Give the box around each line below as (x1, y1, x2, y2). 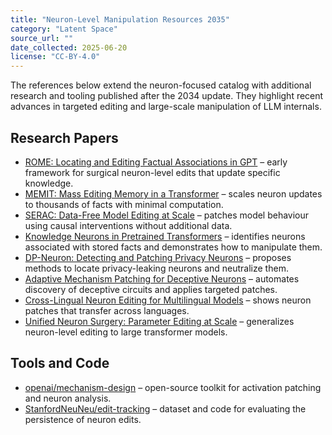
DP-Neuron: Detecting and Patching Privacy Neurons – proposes (24, 251, 292, 263)
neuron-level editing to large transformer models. (24, 326, 228, 338)
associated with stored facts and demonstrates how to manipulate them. (24, 241, 323, 253)
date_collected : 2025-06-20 (10, 42, 128, 53)
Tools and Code (10, 355, 110, 372)
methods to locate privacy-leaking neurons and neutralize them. (24, 262, 289, 274)
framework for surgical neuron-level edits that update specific (24, 166, 281, 178)
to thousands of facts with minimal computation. (24, 198, 224, 210)
